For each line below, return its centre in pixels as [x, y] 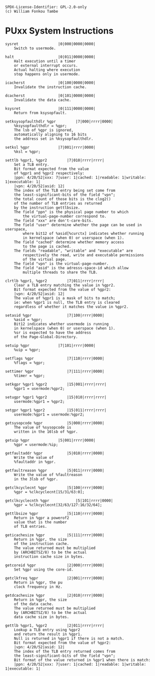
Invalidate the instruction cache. [50, 87]
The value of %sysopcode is [43, 427]
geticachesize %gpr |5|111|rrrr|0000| [55, 535]
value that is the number [41, 522]
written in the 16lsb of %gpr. [46, 432]
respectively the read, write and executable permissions [83, 255]
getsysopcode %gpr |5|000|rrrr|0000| [55, 423]
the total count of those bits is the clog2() [62, 199]
